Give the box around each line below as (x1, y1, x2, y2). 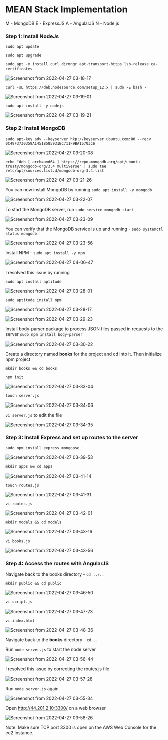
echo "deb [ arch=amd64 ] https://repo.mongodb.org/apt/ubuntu (5, 159, 140, 164)
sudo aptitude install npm (5, 297, 62, 303)
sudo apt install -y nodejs (5, 103, 64, 109)
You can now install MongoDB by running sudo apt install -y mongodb (5, 186, 152, 192)
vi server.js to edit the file (5, 412, 62, 418)
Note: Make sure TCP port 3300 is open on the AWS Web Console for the (5, 724, 157, 731)
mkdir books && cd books (5, 366, 57, 371)
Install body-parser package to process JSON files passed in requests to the (5, 326, 163, 332)
